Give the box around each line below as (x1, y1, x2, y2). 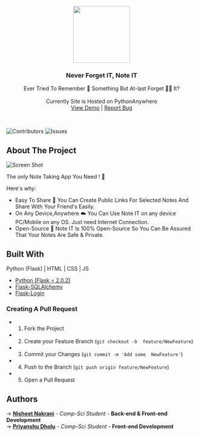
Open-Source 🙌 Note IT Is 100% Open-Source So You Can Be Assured (15, 225, 191, 233)
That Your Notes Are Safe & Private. (15, 231, 105, 239)
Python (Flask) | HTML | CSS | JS (6, 265, 90, 272)
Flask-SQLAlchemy (15, 283, 64, 290)
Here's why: (6, 185, 36, 192)
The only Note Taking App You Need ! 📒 (6, 173, 105, 180)
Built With (6, 249, 44, 259)
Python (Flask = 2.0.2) (15, 276, 71, 284)
